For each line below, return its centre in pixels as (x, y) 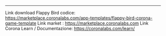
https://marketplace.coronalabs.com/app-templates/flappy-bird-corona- (79, 18)
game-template (21, 23)
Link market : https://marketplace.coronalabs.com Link (93, 23)
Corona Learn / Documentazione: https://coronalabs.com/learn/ (70, 28)
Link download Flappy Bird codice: (40, 13)
